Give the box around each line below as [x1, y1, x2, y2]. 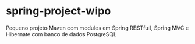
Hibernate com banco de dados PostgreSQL [5, 30, 117, 37]
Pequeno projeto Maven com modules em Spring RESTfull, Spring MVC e [5, 24, 190, 31]
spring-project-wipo [5, 4, 112, 18]
